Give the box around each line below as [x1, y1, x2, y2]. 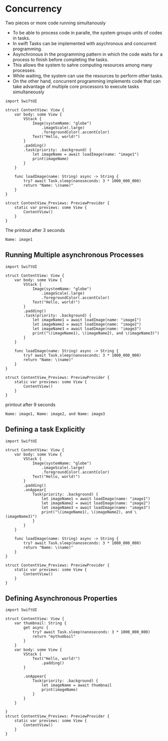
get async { [23, 625, 49, 631]
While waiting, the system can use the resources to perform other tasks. [12, 72, 163, 79]
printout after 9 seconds [5, 401, 56, 408]
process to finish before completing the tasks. [12, 56, 109, 62]
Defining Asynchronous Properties [5, 594, 117, 603]
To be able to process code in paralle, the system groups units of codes [12, 29, 162, 35]
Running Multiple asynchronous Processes [5, 251, 144, 259]
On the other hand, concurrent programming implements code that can [12, 78, 161, 84]
